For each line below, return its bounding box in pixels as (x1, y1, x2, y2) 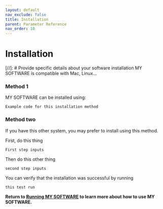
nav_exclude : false (5, 12, 47, 17)
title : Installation (5, 17, 49, 22)
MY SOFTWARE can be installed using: (5, 94, 86, 100)
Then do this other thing (5, 156, 56, 162)
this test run (5, 185, 35, 190)
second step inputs (5, 166, 47, 171)
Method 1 (5, 83, 29, 90)
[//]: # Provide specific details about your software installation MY (5, 65, 143, 71)
